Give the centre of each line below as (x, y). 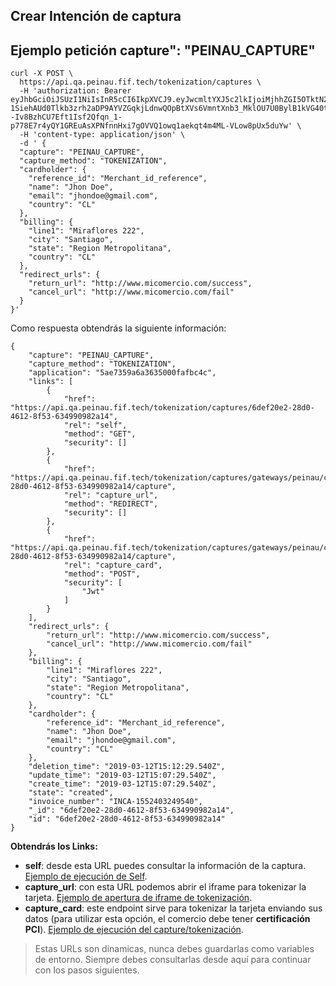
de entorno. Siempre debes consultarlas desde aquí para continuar (173, 960)
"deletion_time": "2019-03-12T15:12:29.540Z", (127, 767)
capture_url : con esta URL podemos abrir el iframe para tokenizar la (165, 887)
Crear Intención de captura (96, 16)
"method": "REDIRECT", (111, 504)
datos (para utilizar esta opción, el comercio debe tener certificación (167, 919)
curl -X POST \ (42, 74)
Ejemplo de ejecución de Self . (86, 876)
